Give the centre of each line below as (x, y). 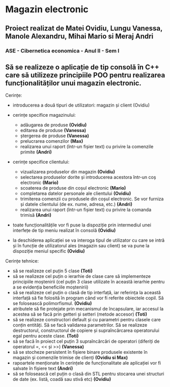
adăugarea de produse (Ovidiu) (53, 125)
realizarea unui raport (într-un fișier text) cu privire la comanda (86, 210)
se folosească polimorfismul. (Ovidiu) (52, 303)
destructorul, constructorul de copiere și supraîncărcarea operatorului (86, 330)
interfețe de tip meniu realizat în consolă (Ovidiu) (64, 230)
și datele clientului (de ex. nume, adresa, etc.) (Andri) (76, 204)
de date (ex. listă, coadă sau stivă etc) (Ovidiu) (62, 379)
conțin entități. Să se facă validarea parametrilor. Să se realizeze (80, 325)
